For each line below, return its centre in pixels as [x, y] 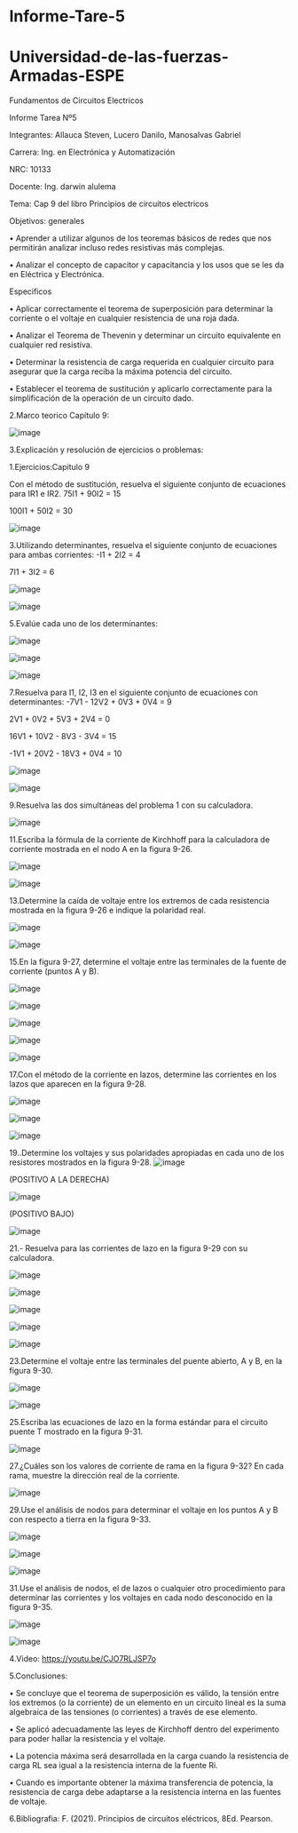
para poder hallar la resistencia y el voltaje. [88, 1739]
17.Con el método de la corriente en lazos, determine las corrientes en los [143, 1075]
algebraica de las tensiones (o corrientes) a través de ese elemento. [133, 1712]
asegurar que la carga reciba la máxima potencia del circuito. [121, 371]
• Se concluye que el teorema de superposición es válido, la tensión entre [144, 1694]
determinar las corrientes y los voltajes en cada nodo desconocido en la [141, 1598]
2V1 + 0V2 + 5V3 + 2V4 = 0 [60, 719]
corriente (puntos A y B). [54, 971]
